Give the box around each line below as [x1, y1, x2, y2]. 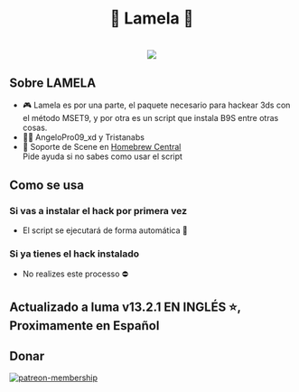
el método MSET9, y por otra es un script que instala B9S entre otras [22, 113, 279, 124]
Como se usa [9, 177, 84, 192]
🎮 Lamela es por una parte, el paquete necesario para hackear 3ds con [22, 99, 291, 111]
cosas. [22, 122, 48, 134]
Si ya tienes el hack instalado [9, 247, 140, 260]
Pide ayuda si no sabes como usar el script [22, 151, 183, 162]
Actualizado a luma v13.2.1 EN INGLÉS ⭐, [9, 299, 241, 314]
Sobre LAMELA [9, 75, 97, 90]
